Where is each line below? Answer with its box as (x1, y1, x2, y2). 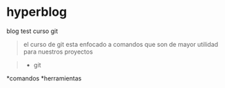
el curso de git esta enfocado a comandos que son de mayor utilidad (23, 40, 218, 48)
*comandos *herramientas (6, 74, 82, 82)
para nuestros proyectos (23, 47, 94, 56)
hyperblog (6, 4, 67, 20)
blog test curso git (6, 27, 58, 35)
